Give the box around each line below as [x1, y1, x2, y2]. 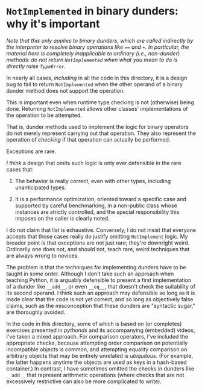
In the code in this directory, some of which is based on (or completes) [6, 320, 182, 327]
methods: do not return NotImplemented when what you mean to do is [6, 56, 178, 63]
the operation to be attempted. [6, 111, 83, 119]
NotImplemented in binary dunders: [6, 4, 179, 18]
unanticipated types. [14, 184, 66, 191]
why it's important [6, 17, 100, 31]
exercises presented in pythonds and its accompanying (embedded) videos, [6, 327, 195, 334]
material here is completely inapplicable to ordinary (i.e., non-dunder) [6, 49, 180, 57]
